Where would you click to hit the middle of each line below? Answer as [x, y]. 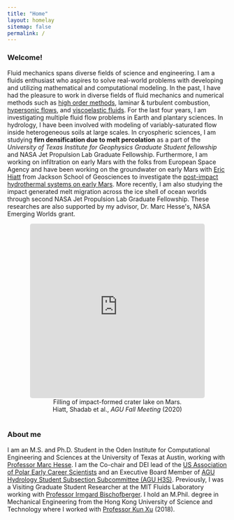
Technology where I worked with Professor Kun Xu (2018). [91, 509]
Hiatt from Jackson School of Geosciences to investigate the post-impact [113, 177]
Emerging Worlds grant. [41, 214]
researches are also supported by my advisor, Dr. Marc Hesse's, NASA [109, 206]
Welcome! [25, 58]
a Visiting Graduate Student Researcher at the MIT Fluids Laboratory [105, 486]
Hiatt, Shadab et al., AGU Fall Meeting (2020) [117, 409]
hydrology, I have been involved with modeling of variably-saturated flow [112, 125]
